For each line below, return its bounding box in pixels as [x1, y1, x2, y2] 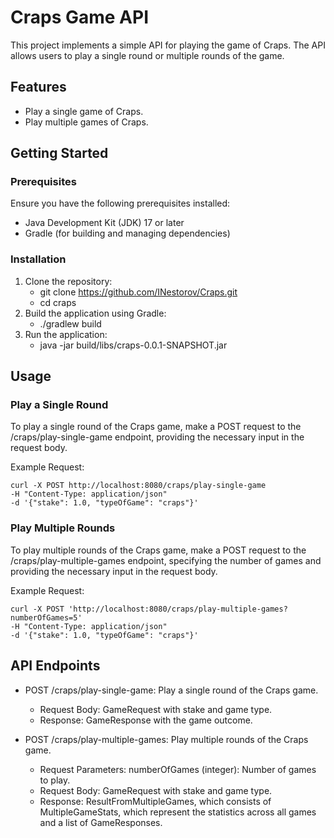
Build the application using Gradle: [24, 307, 167, 319]
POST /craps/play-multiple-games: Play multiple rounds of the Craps [24, 733, 309, 745]
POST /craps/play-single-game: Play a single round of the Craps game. [24, 684, 319, 696]
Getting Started [10, 145, 109, 162]
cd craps [39, 296, 77, 308]
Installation [10, 252, 67, 266]
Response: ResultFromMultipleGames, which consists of [39, 795, 272, 807]
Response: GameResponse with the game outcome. [39, 714, 253, 726]
